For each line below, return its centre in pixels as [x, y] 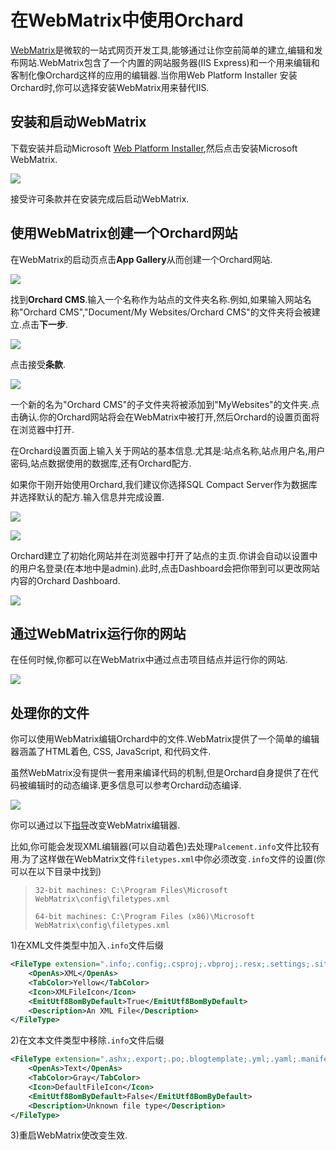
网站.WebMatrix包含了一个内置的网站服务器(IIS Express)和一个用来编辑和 [169, 62]
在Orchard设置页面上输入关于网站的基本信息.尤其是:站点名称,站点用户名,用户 [168, 450]
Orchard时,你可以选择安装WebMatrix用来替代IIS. [110, 87]
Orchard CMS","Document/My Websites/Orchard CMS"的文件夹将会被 [167, 312]
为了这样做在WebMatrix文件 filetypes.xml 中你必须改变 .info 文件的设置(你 [173, 859]
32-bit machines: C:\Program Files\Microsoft [131, 891]
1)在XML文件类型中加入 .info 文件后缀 [87, 945]
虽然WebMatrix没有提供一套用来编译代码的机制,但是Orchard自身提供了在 [160, 773]
